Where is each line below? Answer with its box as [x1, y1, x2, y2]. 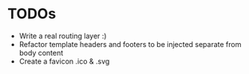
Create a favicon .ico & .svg [18, 56, 110, 66]
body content [18, 48, 64, 57]
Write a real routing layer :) [18, 31, 107, 41]
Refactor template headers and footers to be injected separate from [18, 39, 242, 49]
